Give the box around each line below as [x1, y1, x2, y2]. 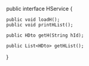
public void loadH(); [6, 17, 60, 23]
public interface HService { [6, 5, 73, 12]
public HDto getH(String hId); [6, 32, 84, 38]
